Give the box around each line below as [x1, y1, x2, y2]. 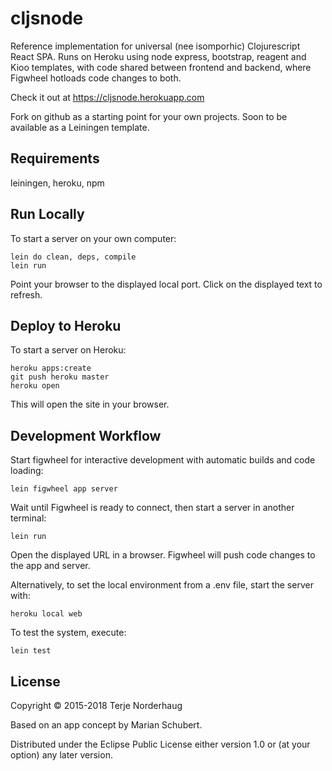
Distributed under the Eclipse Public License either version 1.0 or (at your [10, 738, 311, 750]
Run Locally [10, 206, 85, 223]
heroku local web [10, 609, 83, 619]
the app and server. [10, 560, 91, 572]
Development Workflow [10, 427, 162, 444]
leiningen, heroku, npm [10, 177, 105, 189]
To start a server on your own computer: [10, 232, 177, 244]
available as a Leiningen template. [10, 121, 150, 133]
